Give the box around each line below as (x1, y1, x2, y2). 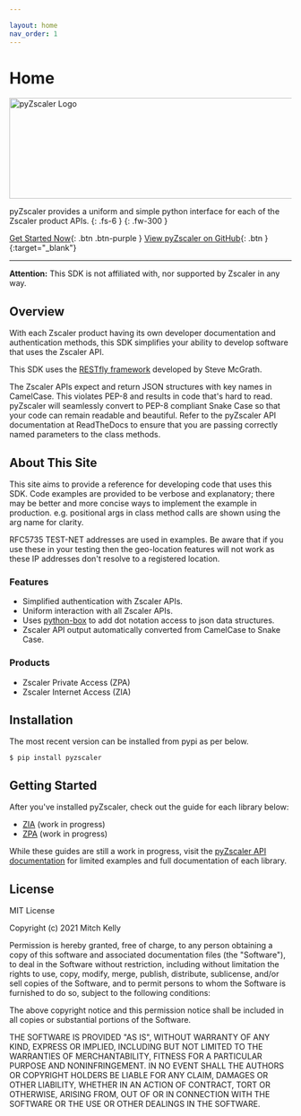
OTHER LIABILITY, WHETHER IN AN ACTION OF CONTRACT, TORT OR (9, 1079, 271, 1090)
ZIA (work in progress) (21, 819, 106, 830)
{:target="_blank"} (9, 243, 77, 254)
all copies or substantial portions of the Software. (9, 1015, 191, 1025)
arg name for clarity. (9, 517, 84, 528)
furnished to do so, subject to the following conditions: (9, 988, 211, 999)
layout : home (9, 21, 58, 30)
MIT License (9, 905, 56, 916)
